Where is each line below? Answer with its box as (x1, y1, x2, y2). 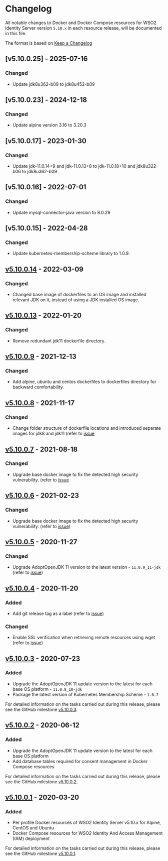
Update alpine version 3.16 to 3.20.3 (12, 122, 86, 128)
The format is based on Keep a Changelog (5, 40, 92, 46)
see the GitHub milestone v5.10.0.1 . (5, 850, 76, 856)
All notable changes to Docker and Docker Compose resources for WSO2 (5, 20, 156, 26)
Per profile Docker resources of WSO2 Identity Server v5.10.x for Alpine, (12, 819, 161, 826)
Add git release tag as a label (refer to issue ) (12, 610, 104, 617)
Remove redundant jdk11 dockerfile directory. (12, 337, 106, 344)
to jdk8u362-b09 (21, 169, 57, 174)
